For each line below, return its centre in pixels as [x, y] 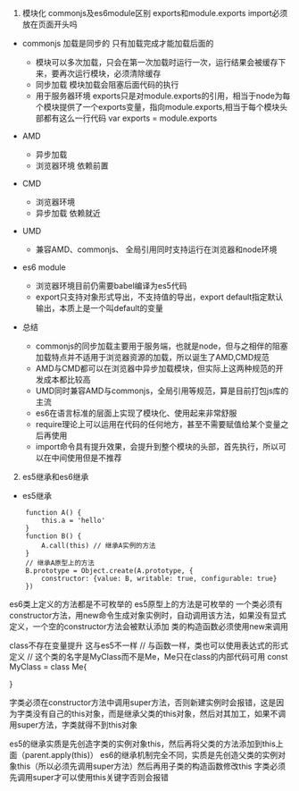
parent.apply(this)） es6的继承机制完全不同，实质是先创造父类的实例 [151, 755]
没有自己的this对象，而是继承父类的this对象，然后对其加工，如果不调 [159, 714]
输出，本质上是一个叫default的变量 [99, 308]
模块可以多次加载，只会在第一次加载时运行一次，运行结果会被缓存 [157, 62]
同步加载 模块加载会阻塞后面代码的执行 [107, 84]
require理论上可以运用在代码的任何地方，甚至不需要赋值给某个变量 [158, 424]
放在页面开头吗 [50, 24]
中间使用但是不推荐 [87, 458]
